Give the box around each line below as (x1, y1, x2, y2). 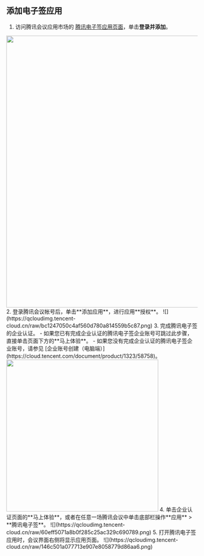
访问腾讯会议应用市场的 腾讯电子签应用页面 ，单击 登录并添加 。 (15, 23, 171, 30)
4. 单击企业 (159, 506, 188, 513)
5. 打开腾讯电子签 (152, 528, 196, 536)
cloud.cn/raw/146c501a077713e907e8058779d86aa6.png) (6, 543, 153, 550)
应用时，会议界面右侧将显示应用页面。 (6, 536, 102, 543)
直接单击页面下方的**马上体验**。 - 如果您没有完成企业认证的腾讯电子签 (6, 337, 188, 345)
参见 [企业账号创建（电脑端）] (32, 345, 105, 352)
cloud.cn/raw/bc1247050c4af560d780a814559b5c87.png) (6, 321, 153, 329)
